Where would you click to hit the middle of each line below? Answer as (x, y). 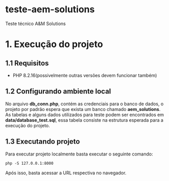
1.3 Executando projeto (43, 142)
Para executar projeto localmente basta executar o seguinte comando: (79, 154)
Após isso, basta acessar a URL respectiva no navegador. (66, 173)
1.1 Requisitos (27, 63)
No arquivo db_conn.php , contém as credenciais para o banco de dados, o (84, 104)
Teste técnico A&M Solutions (35, 24)
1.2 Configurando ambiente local (58, 91)
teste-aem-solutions (50, 9)
